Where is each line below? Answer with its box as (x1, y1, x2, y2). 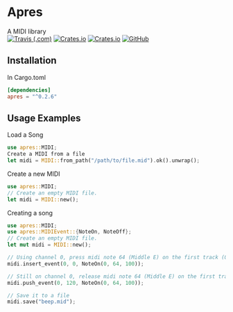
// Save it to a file (7, 292, 70, 299)
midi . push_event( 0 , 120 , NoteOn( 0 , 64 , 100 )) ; (7, 279, 144, 286)
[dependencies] (7, 86, 51, 94)
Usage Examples (7, 112, 81, 124)
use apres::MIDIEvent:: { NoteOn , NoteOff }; (7, 229, 132, 236)
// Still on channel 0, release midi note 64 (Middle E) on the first (7, 272, 216, 280)
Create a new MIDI (7, 170, 60, 178)
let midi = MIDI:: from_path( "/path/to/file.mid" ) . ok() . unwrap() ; (7, 157, 200, 164)
